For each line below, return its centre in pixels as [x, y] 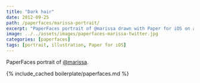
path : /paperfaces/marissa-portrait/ [53, 23]
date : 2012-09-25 [28, 17]
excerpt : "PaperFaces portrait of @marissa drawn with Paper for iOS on [98, 28]
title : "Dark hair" [30, 12]
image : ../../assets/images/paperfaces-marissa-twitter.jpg [82, 34]
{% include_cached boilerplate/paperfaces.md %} [68, 73]
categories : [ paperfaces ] [38, 39]
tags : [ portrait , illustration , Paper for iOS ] [66, 45]
